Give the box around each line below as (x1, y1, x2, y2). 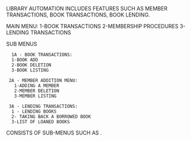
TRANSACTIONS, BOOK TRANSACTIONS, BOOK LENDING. (6, 11, 150, 18)
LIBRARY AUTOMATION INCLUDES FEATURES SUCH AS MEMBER (6, 5, 167, 12)
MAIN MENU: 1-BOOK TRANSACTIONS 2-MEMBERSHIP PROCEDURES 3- (6, 23, 186, 29)
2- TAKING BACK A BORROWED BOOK (11, 114, 92, 120)
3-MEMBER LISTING (14, 93, 57, 99)
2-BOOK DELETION (11, 62, 51, 68)
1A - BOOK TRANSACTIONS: (11, 52, 73, 58)
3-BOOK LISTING (11, 67, 49, 73)
